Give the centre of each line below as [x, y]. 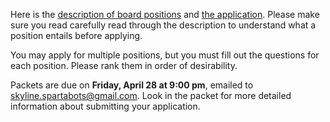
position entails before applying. [76, 35]
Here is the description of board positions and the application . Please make [165, 14]
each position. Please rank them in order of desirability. [124, 65]
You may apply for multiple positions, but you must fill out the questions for [165, 55]
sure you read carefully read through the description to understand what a [163, 25]
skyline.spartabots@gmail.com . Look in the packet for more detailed [151, 95]
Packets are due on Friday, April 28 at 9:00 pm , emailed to [132, 85]
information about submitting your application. [105, 106]
